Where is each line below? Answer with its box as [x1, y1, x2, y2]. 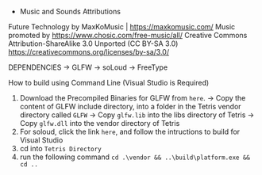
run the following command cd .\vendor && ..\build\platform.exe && [19, 152, 251, 162]
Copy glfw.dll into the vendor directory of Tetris [19, 119, 180, 127]
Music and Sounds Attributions [19, 7, 121, 16]
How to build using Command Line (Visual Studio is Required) [8, 78, 210, 87]
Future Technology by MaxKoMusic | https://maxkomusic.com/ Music [8, 22, 236, 31]
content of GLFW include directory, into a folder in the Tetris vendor [19, 102, 241, 111]
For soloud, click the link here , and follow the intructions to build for [19, 127, 241, 136]
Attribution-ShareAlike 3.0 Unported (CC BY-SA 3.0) [8, 39, 179, 48]
